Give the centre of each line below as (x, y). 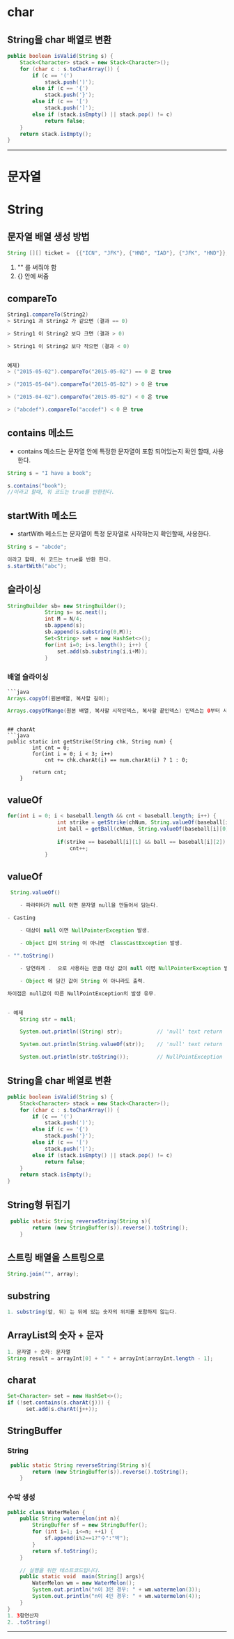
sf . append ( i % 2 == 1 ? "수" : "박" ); (87, 1539)
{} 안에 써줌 (33, 276)
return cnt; (50, 772)
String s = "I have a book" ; (49, 473)
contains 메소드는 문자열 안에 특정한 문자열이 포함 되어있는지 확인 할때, (114, 451)
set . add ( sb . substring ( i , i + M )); (102, 651)
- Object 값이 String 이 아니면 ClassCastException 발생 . (101, 943)
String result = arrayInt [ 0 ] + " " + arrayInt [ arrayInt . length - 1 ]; (110, 1358)
